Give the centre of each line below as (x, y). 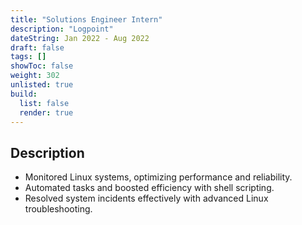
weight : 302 (35, 76)
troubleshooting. (58, 209)
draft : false (37, 47)
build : (24, 94)
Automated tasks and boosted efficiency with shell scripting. (149, 188)
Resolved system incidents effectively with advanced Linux (146, 198)
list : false (44, 103)
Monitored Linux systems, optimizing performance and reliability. (158, 177)
